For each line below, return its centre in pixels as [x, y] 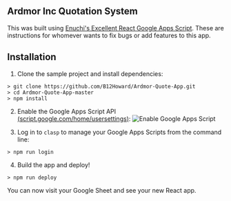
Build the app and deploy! [53, 164]
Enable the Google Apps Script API [67, 111]
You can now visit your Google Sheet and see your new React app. [102, 190]
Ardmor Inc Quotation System [72, 11]
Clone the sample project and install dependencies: [90, 74]
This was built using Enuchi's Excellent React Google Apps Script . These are [115, 28]
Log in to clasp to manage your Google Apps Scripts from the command [119, 132]
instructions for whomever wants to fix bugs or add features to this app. [109, 35]
